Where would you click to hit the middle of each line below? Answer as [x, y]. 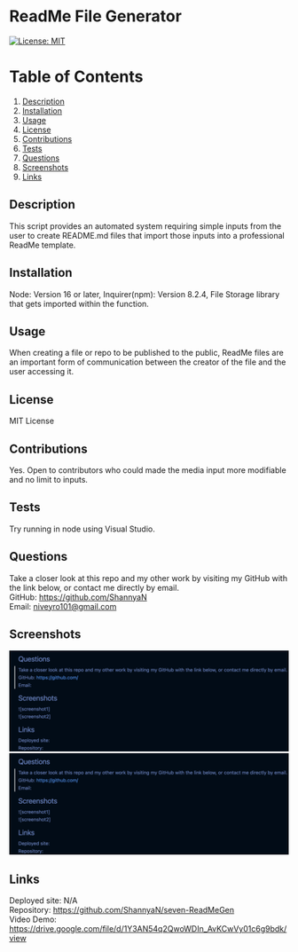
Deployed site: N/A [43, 901]
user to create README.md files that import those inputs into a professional [147, 235]
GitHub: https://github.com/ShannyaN [78, 597]
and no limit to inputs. [49, 479]
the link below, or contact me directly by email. [94, 587]
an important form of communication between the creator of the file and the [148, 362]
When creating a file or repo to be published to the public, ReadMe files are [146, 353]
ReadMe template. [43, 245]
